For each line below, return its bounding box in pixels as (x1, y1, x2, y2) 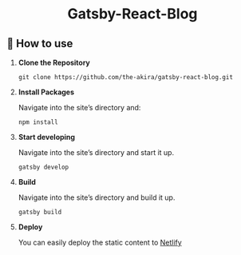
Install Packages (18, 87, 75, 97)
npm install (18, 118, 58, 126)
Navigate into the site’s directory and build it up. (18, 193, 176, 202)
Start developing (18, 133, 76, 141)
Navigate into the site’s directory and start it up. (18, 148, 175, 157)
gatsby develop (18, 163, 69, 171)
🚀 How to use (6, 37, 73, 50)
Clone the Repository (18, 58, 90, 67)
